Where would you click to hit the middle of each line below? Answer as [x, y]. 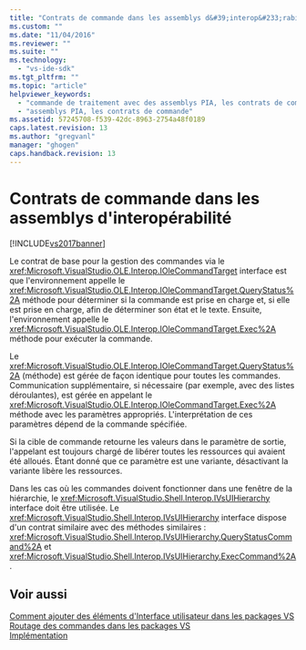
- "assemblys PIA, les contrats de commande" [106, 111]
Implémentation [39, 635]
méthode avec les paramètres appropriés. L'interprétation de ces [131, 414]
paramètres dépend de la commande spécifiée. [98, 424]
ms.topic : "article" [49, 86]
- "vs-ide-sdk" [46, 69]
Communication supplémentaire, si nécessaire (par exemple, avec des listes [152, 385]
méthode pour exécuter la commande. [81, 338]
